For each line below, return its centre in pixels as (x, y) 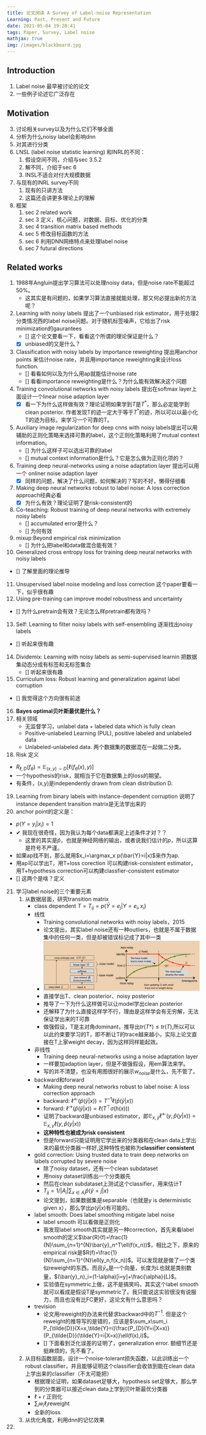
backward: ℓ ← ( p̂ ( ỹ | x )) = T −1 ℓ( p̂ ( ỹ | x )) (88, 1100)
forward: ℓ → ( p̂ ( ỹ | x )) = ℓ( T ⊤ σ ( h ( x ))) (86, 1108)
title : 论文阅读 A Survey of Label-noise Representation (79, 13)
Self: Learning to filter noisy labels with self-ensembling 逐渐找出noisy (104, 624)
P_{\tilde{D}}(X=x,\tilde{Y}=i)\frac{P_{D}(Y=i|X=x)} (106, 1328)
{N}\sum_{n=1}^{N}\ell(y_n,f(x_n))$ (87, 1260)
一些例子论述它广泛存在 (45, 94)
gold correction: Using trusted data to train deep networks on (111, 1154)
